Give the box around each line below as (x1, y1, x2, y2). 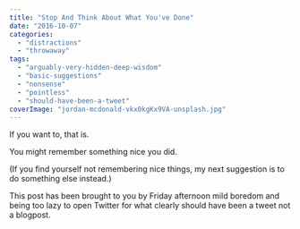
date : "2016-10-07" (9, 21, 82, 30)
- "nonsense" (17, 80, 66, 89)
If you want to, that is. (9, 129, 90, 140)
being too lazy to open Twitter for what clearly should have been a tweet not (9, 200, 291, 211)
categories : (9, 30, 54, 38)
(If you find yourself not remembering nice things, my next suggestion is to (9, 164, 285, 174)
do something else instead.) (9, 174, 112, 184)
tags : (9, 55, 30, 64)
